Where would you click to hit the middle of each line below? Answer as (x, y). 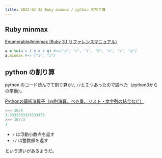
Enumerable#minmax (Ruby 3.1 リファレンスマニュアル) (61, 42)
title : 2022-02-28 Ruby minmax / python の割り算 (55, 10)
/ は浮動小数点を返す (33, 134)
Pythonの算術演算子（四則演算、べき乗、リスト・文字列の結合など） (75, 101)
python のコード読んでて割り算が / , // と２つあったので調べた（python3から (81, 85)
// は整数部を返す (30, 140)
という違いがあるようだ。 (31, 151)
